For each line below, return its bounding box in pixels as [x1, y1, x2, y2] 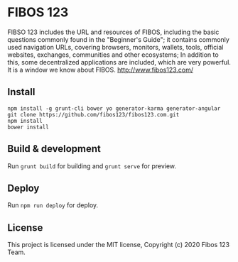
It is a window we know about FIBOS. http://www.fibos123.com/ [7, 65, 194, 74]
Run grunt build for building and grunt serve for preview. [7, 161, 176, 170]
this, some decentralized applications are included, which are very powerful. [7, 58, 231, 66]
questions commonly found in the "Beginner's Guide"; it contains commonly [7, 35, 229, 43]
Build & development [7, 143, 101, 155]
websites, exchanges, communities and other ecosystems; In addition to [7, 50, 219, 59]
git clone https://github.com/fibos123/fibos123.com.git [7, 111, 180, 118]
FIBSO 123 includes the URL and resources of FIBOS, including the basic [7, 28, 220, 36]
